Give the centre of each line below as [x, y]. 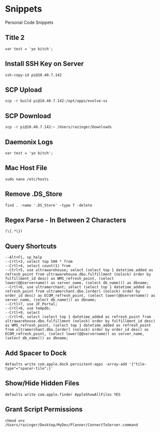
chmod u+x [15, 421]
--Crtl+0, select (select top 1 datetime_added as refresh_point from [78, 317]
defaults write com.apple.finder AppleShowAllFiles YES [63, 395]
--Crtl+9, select [23, 313]
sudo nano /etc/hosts [27, 179]
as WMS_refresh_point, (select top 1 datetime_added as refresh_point [78, 326]
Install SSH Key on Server [44, 64]
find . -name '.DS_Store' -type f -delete [49, 205]
